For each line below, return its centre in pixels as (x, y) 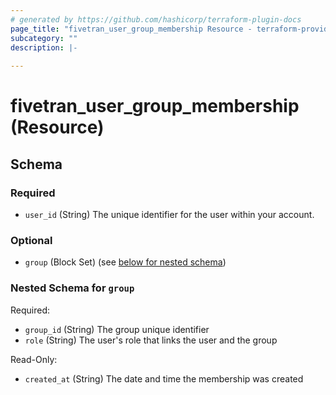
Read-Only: (34, 359)
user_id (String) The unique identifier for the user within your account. (169, 214)
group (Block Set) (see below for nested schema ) (125, 262)
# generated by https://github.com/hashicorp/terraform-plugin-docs (156, 19)
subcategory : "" (44, 38)
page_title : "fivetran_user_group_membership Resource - (131, 29)
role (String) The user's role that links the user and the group (151, 340)
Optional (31, 240)
